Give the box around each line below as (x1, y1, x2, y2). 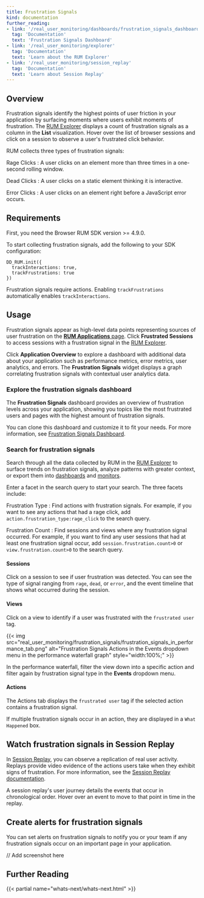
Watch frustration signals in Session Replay (6, 739, 175, 750)
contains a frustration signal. (6, 703, 78, 711)
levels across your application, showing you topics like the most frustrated (6, 405, 192, 413)
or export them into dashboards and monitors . (6, 472, 121, 479)
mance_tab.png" (6, 645, 48, 652)
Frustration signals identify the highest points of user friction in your (6, 110, 176, 117)
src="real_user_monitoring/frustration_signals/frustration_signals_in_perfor (6, 639, 194, 646)
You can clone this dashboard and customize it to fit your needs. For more (6, 423, 191, 431)
